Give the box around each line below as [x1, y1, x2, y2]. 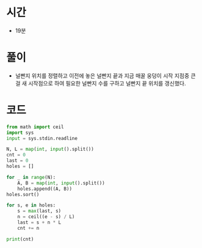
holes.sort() [6, 191, 40, 197]
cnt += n [17, 225, 40, 231]
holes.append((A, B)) [17, 186, 72, 192]
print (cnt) [6, 236, 34, 242]
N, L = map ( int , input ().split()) [6, 146, 95, 153]
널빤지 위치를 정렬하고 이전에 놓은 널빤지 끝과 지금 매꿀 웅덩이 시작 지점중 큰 [15, 71, 197, 79]
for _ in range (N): [6, 174, 56, 180]
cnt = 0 [6, 152, 26, 158]
